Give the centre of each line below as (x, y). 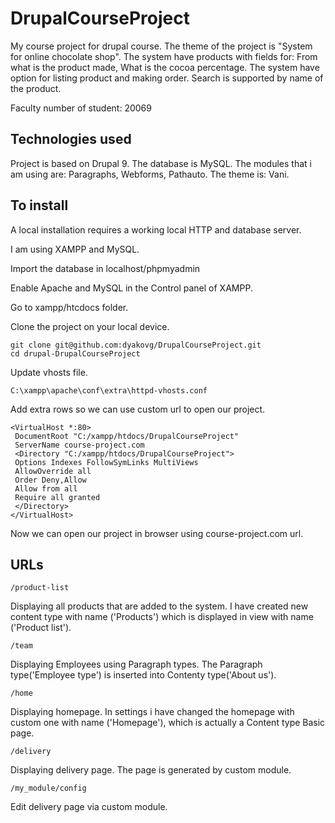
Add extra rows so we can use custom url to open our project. (138, 409)
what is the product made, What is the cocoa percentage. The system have (165, 67)
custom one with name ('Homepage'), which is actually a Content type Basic (168, 723)
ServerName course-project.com (79, 445)
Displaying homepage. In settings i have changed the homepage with (152, 712)
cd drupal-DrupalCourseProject (75, 353)
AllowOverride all (53, 471)
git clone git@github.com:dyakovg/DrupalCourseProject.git (136, 345)
